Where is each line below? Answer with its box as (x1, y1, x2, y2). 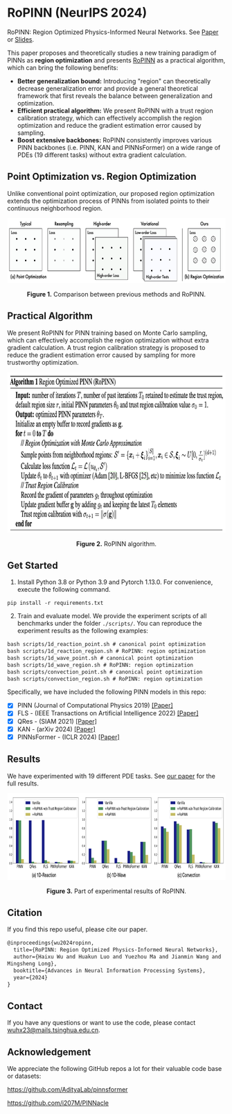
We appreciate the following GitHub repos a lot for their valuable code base (7, 1064, 222, 1072)
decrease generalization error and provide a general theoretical (17, 84, 199, 92)
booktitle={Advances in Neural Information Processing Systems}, (13, 967, 206, 974)
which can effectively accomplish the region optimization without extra (7, 335, 209, 344)
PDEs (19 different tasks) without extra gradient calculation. (17, 151, 187, 159)
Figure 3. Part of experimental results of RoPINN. (46, 887, 187, 895)
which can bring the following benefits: (7, 63, 119, 72)
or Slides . (7, 35, 35, 43)
